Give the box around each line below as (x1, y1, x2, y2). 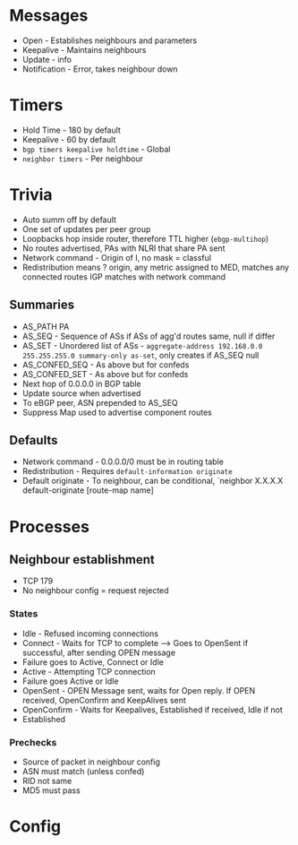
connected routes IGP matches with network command (21, 271, 226, 282)
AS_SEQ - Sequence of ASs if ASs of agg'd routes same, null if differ (21, 331, 276, 341)
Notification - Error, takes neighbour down (21, 64, 178, 74)
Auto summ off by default (21, 214, 116, 225)
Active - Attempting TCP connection (21, 666, 157, 677)
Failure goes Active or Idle (21, 676, 119, 686)
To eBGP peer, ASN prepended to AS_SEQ (21, 397, 179, 408)
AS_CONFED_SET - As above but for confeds (21, 368, 189, 379)
